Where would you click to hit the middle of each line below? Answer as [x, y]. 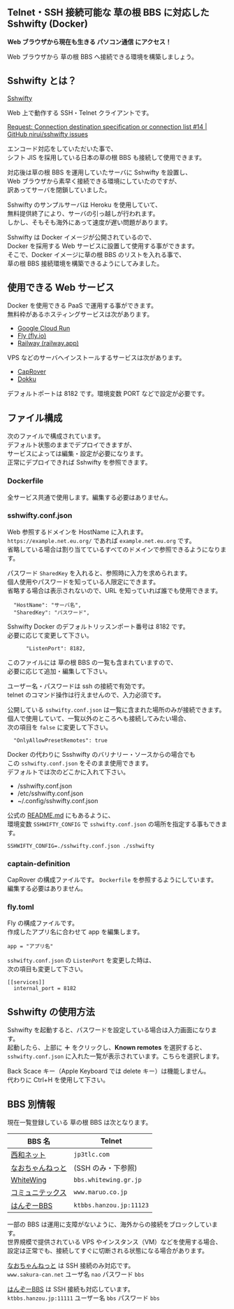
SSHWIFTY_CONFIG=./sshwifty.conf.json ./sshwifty [81, 846]
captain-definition [39, 863]
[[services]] [26, 982]
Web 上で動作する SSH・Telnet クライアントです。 [80, 112]
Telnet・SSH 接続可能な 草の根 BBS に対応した [108, 13]
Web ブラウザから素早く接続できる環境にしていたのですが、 [94, 181]
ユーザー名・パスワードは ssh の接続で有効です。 [78, 686]
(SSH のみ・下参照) [105, 1168]
